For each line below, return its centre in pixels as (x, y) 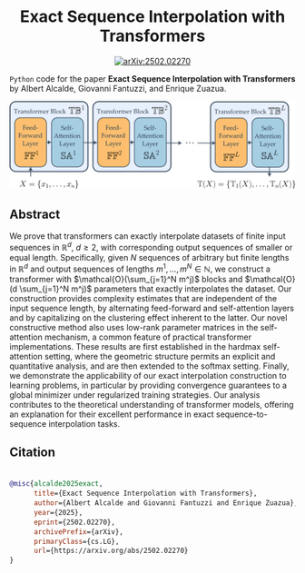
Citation (33, 452)
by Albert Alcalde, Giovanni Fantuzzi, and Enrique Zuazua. (118, 88)
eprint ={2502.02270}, (74, 522)
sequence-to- (241, 414)
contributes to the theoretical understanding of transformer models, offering (152, 404)
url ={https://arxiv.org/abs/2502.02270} (111, 551)
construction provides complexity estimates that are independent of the (143, 298)
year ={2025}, (58, 512)
